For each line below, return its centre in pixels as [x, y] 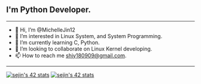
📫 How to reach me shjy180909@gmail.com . [71, 55]
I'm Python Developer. [49, 10]
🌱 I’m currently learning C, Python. [57, 42]
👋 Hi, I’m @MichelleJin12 [45, 30]
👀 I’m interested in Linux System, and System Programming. [89, 36]
